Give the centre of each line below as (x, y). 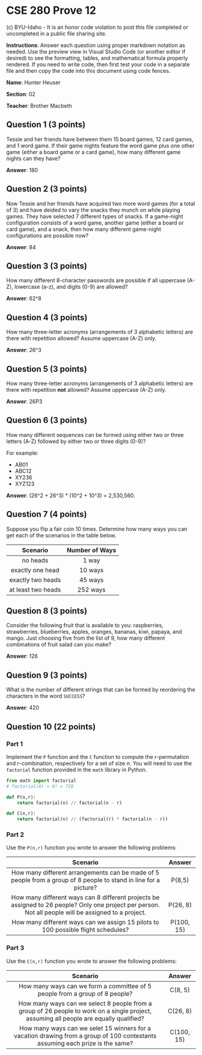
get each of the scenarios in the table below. (61, 535)
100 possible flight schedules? (85, 930)
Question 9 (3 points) (47, 675)
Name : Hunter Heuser (34, 82)
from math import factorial (41, 781)
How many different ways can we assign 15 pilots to (85, 923)
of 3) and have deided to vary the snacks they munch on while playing (93, 210)
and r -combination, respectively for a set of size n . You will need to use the (99, 763)
